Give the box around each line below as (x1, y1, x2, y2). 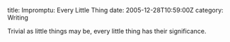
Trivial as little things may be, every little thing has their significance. (7, 27, 207, 35)
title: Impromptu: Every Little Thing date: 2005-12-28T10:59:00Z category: (7, 6, 224, 14)
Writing (7, 13, 28, 22)
